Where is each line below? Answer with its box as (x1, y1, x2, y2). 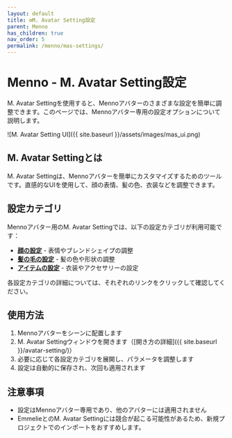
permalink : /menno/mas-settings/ (7, 42, 104, 49)
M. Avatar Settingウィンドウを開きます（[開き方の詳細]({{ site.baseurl (17, 338, 217, 346)
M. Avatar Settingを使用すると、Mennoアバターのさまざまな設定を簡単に (7, 99, 216, 107)
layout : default (7, 10, 54, 17)
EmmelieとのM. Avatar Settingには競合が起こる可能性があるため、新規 (17, 414, 219, 423)
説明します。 (7, 116, 44, 124)
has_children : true (7, 29, 64, 37)
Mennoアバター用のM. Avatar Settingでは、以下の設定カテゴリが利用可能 (7, 222, 217, 231)
